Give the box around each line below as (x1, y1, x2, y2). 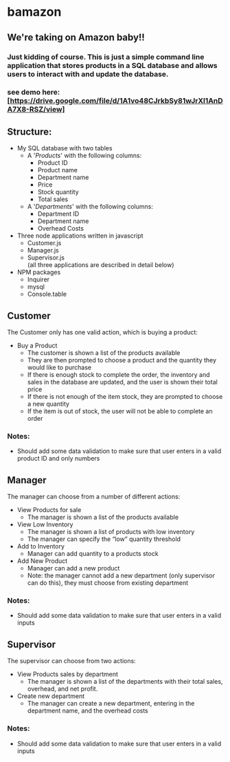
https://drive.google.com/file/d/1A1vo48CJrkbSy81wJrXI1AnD (10, 96, 223, 106)
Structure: (7, 126, 52, 137)
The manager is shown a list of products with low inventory (27, 528, 195, 536)
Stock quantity (37, 188, 79, 196)
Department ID (37, 210, 80, 218)
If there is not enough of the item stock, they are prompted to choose (27, 393, 223, 401)
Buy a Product (16, 341, 58, 350)
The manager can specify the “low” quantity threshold (27, 535, 181, 543)
